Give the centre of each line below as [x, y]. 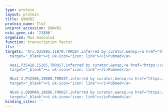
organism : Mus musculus [30, 38]
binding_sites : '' [24, 102]
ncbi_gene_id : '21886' [29, 33]
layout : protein [22, 14]
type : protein [20, 10]
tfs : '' [13, 47]
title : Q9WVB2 [20, 19]
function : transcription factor [39, 42]
